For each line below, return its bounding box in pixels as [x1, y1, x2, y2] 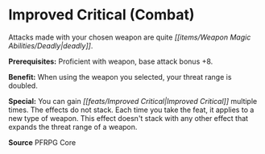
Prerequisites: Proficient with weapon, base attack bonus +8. [8, 56, 213, 66]
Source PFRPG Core [8, 137, 77, 147]
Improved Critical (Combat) [8, 6, 195, 24]
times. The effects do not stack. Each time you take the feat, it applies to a [8, 105, 255, 114]
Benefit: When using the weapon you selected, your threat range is [8, 72, 232, 81]
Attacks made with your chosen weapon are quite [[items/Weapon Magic [8, 32, 251, 42]
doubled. [8, 81, 38, 90]
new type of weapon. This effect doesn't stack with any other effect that [8, 113, 248, 123]
